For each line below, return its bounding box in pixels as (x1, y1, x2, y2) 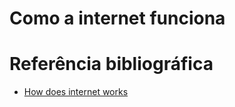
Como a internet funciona (9, 7, 226, 30)
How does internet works (23, 86, 129, 98)
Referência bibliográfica (9, 53, 214, 76)
